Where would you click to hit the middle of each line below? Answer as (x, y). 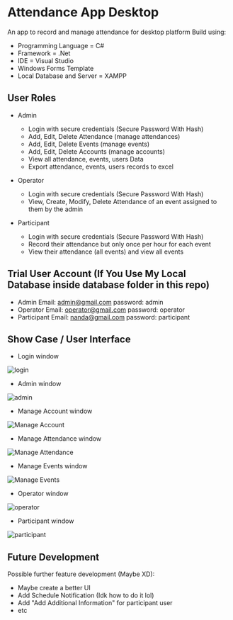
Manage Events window (52, 466)
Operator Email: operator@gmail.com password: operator (101, 310)
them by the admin (56, 209)
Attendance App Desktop (83, 12)
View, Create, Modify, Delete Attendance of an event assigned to (123, 201)
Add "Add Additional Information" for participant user (95, 603)
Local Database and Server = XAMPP (72, 76)
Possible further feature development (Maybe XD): (81, 574)
